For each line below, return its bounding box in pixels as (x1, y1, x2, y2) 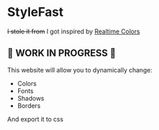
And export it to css (7, 115, 64, 123)
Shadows (17, 94, 45, 102)
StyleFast (7, 4, 64, 20)
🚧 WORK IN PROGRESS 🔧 (7, 47, 116, 59)
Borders (17, 101, 40, 110)
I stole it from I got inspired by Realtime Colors (7, 27, 141, 35)
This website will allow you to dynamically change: (7, 65, 153, 74)
